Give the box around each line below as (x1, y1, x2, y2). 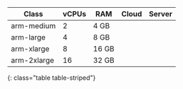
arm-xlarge (11, 44, 50, 54)
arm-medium (11, 21, 56, 30)
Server (149, 9, 173, 18)
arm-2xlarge (11, 56, 55, 65)
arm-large (11, 32, 46, 42)
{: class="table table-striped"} (7, 73, 96, 82)
